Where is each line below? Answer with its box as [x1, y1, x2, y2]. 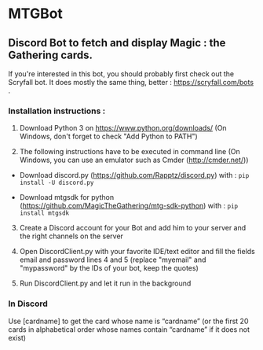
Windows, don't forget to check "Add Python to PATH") [19, 131, 198, 142]
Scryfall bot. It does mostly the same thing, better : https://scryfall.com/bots [8, 78, 254, 87]
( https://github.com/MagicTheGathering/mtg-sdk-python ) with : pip [19, 201, 238, 211]
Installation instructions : [8, 105, 106, 116]
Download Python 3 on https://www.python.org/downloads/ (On [19, 123, 227, 133]
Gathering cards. [8, 48, 93, 61]
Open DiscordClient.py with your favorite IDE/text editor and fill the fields [19, 247, 255, 256]
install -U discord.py [19, 179, 94, 187]
